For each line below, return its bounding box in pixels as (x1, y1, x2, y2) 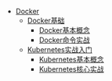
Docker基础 (27, 16, 65, 25)
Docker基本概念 (38, 26, 90, 34)
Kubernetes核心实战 (38, 65, 104, 73)
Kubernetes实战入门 (27, 45, 92, 54)
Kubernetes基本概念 (38, 55, 104, 64)
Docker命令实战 (38, 35, 90, 44)
